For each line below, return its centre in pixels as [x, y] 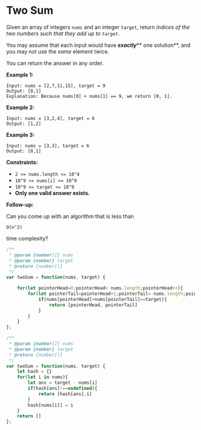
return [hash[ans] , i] [65, 394]
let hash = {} [34, 372]
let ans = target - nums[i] [63, 383]
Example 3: [20, 135]
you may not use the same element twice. [58, 51]
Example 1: [20, 74]
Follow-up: [20, 204]
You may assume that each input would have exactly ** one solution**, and [98, 45]
